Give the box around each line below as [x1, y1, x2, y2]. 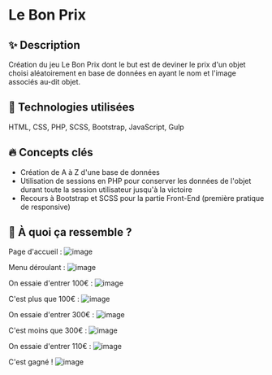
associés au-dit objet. [8, 77, 81, 86]
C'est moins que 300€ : [8, 325, 88, 335]
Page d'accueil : [8, 246, 63, 257]
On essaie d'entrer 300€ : [8, 310, 95, 320]
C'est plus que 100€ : [8, 294, 80, 304]
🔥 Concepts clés [8, 146, 93, 159]
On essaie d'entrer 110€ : [8, 342, 92, 351]
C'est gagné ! [8, 357, 54, 367]
